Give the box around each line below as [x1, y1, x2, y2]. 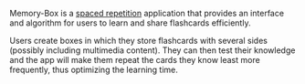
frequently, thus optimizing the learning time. [9, 64, 178, 75]
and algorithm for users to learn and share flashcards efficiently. [9, 17, 251, 28]
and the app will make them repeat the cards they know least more [9, 55, 260, 65]
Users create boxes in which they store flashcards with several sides [9, 36, 268, 46]
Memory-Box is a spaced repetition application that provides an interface [9, 8, 285, 18]
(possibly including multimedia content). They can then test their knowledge [9, 45, 296, 56]
